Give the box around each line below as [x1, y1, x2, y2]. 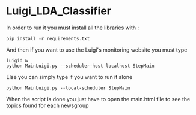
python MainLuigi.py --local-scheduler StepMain [6, 85, 130, 91]
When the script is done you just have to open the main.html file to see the [6, 95, 191, 102]
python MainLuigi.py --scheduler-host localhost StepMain [6, 63, 155, 69]
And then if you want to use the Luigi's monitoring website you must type [6, 46, 188, 53]
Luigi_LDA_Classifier [6, 4, 111, 18]
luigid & [6, 57, 28, 63]
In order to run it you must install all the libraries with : [6, 24, 139, 31]
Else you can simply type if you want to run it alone [6, 73, 133, 80]
